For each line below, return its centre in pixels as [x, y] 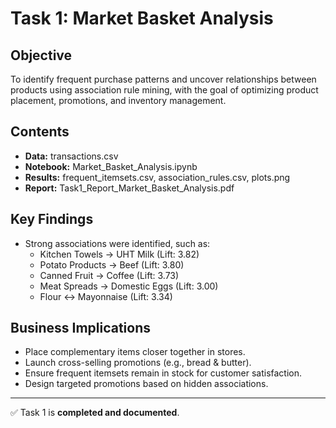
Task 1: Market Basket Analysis [142, 18]
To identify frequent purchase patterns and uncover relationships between [163, 79]
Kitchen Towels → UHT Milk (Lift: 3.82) [119, 254]
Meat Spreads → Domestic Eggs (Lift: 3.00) [129, 286]
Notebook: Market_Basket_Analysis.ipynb [111, 166]
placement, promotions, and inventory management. [118, 100]
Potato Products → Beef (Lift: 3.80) [112, 264]
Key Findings [52, 219]
